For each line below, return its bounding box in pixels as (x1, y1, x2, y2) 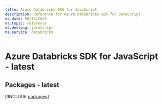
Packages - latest (5, 81, 60, 89)
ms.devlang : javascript (5, 25, 54, 30)
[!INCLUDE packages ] (5, 94, 49, 99)
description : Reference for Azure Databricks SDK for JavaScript (5, 12, 141, 17)
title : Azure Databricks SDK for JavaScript (5, 7, 97, 12)
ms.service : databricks (5, 30, 54, 35)
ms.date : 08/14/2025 (5, 16, 47, 21)
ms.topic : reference (5, 21, 47, 26)
